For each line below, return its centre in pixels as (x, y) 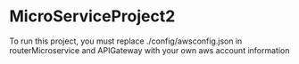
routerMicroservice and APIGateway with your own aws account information (149, 50)
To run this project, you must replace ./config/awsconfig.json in (126, 41)
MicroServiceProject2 (92, 16)
